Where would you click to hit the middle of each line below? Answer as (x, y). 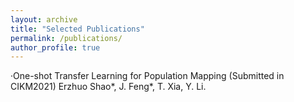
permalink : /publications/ (66, 38)
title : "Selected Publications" (77, 29)
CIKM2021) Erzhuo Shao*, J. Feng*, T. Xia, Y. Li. (108, 87)
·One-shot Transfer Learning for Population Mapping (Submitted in (147, 76)
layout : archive (44, 19)
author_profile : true (55, 47)
